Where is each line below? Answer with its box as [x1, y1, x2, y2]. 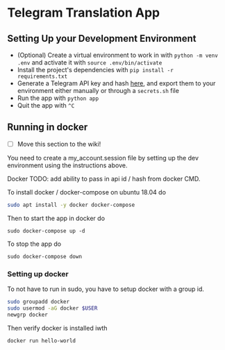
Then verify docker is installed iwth [7, 324, 108, 332]
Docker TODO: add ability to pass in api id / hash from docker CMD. [7, 174, 201, 183]
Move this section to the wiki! [17, 140, 101, 148]
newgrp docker [7, 311, 49, 318]
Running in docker [7, 122, 88, 133]
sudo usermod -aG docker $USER [7, 304, 98, 312]
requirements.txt [17, 73, 68, 80]
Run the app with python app [17, 94, 99, 102]
